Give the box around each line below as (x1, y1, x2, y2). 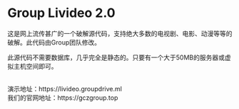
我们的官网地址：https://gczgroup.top (7, 93, 118, 102)
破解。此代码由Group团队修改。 (7, 38, 101, 47)
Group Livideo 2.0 (7, 5, 116, 21)
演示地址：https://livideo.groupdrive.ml (7, 84, 123, 93)
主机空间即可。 (13, 62, 58, 70)
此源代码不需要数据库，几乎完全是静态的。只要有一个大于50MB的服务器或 (7, 53, 225, 62)
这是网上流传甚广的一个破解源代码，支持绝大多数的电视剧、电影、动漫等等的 (7, 29, 233, 38)
